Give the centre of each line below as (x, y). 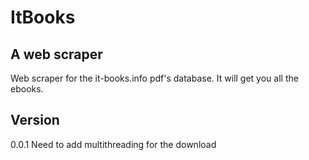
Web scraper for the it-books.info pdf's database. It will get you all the (154, 78)
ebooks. (27, 89)
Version (35, 120)
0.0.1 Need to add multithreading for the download (113, 144)
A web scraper (56, 54)
